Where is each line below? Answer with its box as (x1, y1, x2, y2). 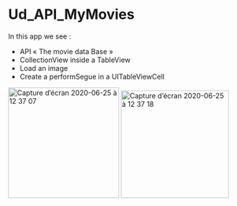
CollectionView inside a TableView (19, 55, 131, 64)
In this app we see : (8, 31, 72, 41)
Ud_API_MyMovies (8, 6, 135, 24)
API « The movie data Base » (19, 46, 113, 56)
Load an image (19, 63, 69, 72)
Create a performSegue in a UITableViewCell (19, 72, 165, 81)
